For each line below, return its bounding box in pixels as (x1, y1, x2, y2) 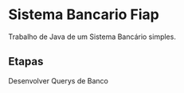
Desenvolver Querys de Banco (8, 76, 109, 85)
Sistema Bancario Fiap (8, 6, 159, 24)
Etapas (8, 55, 44, 68)
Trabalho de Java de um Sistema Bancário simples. (8, 32, 177, 41)
